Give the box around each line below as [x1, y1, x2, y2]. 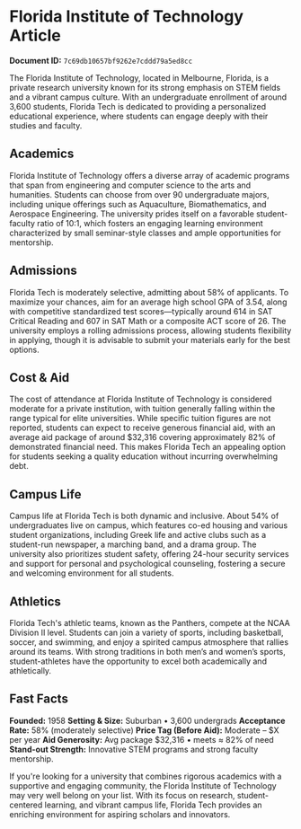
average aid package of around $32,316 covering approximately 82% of [9, 432, 276, 443]
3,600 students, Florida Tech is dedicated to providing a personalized [9, 101, 267, 111]
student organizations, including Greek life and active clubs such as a [9, 530, 267, 541]
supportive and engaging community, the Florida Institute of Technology [9, 780, 277, 791]
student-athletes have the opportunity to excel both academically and [9, 656, 268, 666]
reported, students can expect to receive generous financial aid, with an [9, 422, 276, 433]
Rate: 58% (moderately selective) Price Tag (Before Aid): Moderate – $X [9, 725, 280, 736]
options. [9, 344, 40, 355]
